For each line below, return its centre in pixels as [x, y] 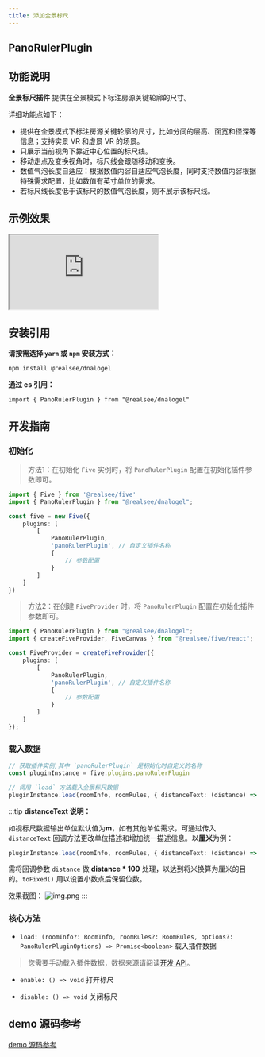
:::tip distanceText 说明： [50, 811]
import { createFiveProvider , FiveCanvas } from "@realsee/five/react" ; [131, 639]
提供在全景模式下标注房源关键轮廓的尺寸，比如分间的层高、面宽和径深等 [138, 131]
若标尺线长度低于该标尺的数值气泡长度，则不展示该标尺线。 [117, 191]
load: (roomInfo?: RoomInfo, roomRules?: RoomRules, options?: [127, 937]
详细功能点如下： [36, 114]
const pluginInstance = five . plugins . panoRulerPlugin [99, 773]
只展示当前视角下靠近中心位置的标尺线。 [86, 151]
